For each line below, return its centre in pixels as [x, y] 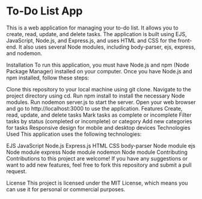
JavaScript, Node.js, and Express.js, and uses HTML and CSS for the [91, 40]
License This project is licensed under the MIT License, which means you [97, 183]
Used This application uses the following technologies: [74, 134]
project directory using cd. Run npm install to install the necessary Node [96, 96]
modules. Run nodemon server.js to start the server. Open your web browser [101, 102]
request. [17, 171]
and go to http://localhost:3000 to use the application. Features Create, [94, 108]
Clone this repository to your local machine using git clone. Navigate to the [99, 89]
